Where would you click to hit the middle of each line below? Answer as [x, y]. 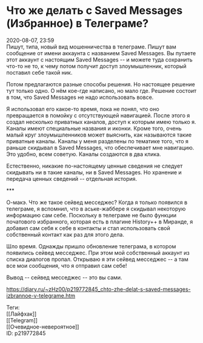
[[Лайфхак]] [22, 314]
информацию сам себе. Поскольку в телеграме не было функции [92, 215]
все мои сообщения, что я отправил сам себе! [67, 265]
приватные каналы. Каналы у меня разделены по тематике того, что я [98, 141]
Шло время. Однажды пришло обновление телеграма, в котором [91, 246]
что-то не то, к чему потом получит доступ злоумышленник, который [96, 66]
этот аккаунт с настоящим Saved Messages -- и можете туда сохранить [99, 59]
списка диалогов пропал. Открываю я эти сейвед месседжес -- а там [98, 259]
